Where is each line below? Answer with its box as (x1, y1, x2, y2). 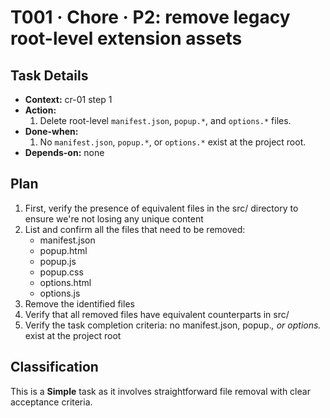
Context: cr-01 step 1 (24, 94, 113, 105)
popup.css (39, 266, 84, 278)
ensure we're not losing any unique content (24, 212, 204, 225)
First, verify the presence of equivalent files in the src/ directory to (24, 202, 299, 214)
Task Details (10, 67, 89, 84)
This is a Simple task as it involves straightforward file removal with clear (10, 385, 311, 397)
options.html (39, 276, 92, 288)
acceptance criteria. (10, 396, 93, 408)
